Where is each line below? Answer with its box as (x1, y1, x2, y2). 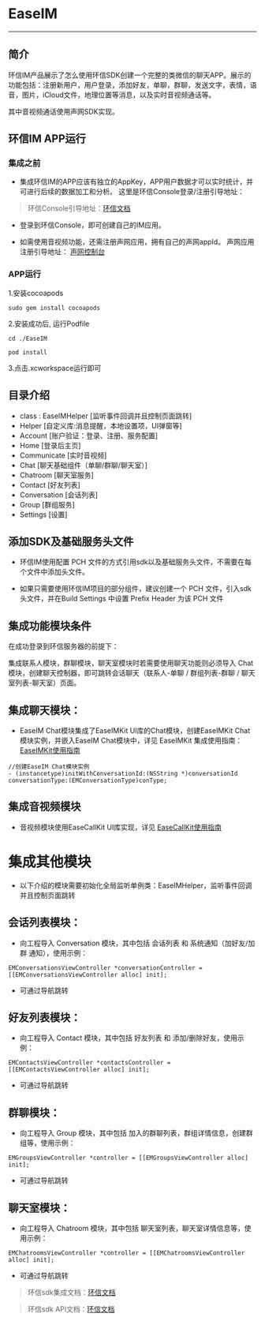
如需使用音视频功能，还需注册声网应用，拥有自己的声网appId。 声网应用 (19, 238, 255, 247)
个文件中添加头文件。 (19, 567, 89, 577)
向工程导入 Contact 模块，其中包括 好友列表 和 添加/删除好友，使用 (19, 1033, 238, 1042)
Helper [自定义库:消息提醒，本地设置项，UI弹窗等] (19, 421, 183, 430)
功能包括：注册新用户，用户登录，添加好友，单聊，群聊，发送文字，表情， (8, 80, 250, 89)
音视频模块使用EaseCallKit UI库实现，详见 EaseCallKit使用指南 (19, 822, 222, 832)
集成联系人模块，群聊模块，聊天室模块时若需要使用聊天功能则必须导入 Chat (8, 658, 254, 668)
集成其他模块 (8, 853, 92, 870)
